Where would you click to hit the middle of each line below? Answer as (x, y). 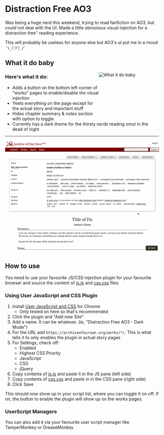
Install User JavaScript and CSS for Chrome (56, 306)
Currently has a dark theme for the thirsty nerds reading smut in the (80, 124)
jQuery (26, 369)
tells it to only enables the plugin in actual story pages (66, 337)
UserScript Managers (31, 412)
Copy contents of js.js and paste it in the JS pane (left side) (72, 374)
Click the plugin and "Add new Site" (48, 317)
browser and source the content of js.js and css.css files (62, 283)
